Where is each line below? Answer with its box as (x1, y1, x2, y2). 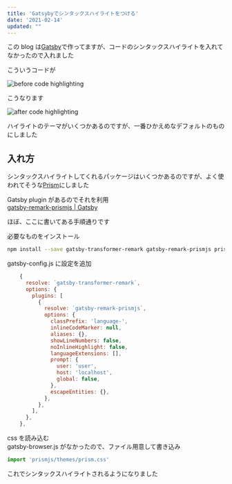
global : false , (56, 376, 100, 383)
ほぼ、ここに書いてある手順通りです (7, 218, 110, 226)
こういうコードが (7, 66, 56, 74)
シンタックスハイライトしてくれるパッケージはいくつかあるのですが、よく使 (7, 172, 224, 181)
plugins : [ (32, 292, 64, 299)
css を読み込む (7, 434, 50, 442)
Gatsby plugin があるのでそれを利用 (7, 196, 109, 204)
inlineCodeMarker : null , (50, 325, 122, 332)
